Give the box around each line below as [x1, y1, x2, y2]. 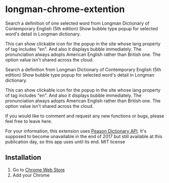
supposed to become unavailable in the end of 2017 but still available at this [5, 133, 162, 139]
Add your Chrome [12, 172, 50, 178]
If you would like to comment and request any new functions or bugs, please [5, 112, 164, 119]
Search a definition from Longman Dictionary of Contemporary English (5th [5, 67, 161, 73]
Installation [5, 153, 41, 162]
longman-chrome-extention [5, 4, 125, 15]
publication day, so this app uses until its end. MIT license [5, 139, 125, 145]
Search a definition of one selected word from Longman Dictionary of [5, 20, 150, 26]
